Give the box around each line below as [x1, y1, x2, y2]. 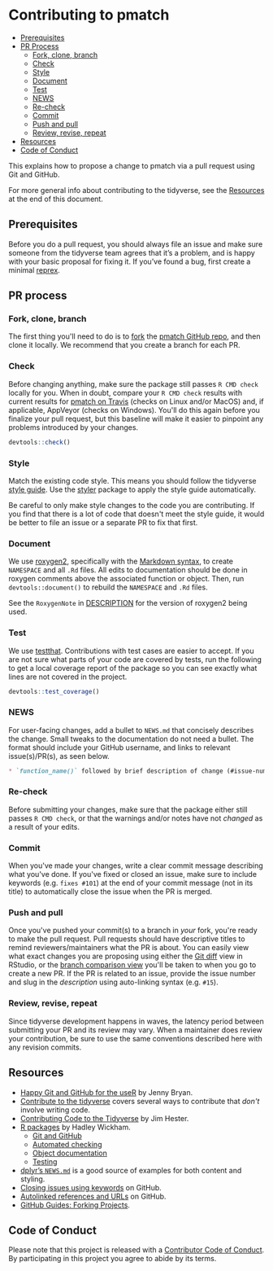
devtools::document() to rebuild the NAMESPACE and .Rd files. [8, 582, 209, 592]
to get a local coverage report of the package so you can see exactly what [8, 663, 258, 673]
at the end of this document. [8, 194, 103, 204]
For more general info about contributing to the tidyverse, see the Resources [8, 185, 265, 195]
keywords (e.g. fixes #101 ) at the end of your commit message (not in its [8, 878, 253, 888]
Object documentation [32, 1148, 108, 1158]
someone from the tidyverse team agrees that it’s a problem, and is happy [8, 248, 256, 257]
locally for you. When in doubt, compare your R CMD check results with [8, 388, 242, 397]
